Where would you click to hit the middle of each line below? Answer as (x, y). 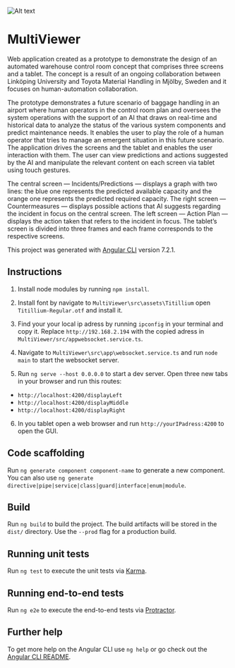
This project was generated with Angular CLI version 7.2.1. (91, 250)
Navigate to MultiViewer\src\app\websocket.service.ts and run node (117, 352)
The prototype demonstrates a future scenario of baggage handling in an (114, 102)
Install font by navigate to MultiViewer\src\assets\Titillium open (114, 303)
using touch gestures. (39, 170)
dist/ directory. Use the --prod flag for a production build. (92, 532)
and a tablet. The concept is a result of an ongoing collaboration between (114, 73)
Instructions (35, 272)
